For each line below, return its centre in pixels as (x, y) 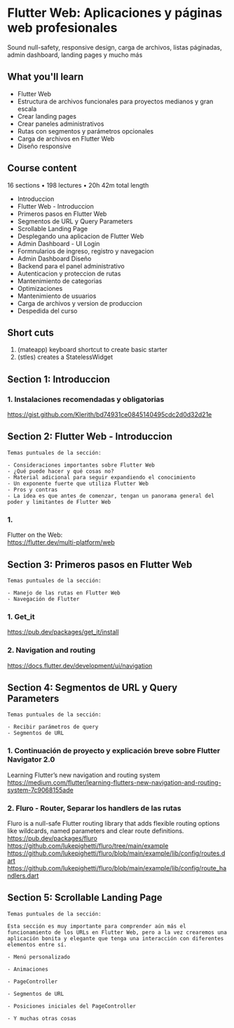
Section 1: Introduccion (59, 379)
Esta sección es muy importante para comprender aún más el (97, 926)
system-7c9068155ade (40, 790)
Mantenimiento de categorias (60, 281)
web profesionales (62, 28)
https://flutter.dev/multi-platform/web (61, 542)
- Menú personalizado (39, 957)
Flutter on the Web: (35, 535)
